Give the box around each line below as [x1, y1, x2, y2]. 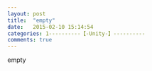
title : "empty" [7, 17, 55, 24]
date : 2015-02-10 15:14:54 [7, 23, 94, 30]
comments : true [7, 37, 53, 44]
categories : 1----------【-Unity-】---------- [7, 30, 146, 37]
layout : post [7, 10, 46, 18]
